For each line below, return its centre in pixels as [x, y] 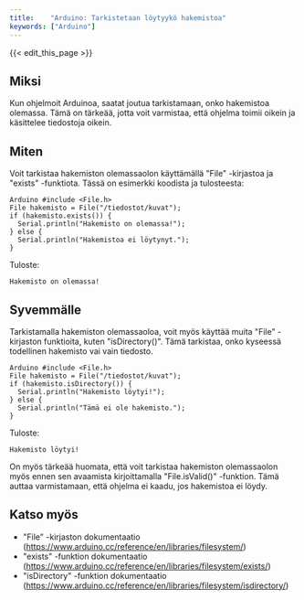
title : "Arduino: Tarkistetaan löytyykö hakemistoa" [118, 18]
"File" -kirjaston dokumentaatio [81, 537]
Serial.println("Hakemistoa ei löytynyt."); [104, 240]
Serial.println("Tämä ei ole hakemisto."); [101, 408]
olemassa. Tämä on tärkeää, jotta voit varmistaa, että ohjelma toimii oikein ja [152, 113]
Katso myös [44, 514]
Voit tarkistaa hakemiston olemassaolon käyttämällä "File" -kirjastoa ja [142, 174]
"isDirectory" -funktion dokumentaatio [94, 575]
